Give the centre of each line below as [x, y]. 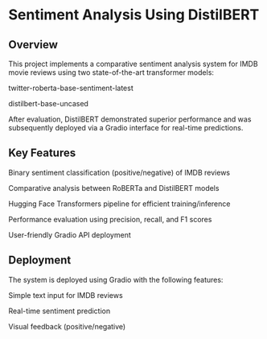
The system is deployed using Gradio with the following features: [116, 279]
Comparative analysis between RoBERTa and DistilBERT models [114, 188]
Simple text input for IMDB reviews [66, 295]
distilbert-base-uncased [48, 103]
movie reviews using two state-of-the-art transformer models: [111, 72]
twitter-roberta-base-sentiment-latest [71, 88]
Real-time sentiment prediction [60, 311]
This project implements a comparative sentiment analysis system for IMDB [133, 64]
